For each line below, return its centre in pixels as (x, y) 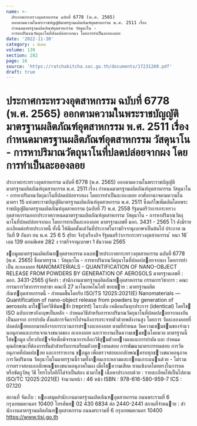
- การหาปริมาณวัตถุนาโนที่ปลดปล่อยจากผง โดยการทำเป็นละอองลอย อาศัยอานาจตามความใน (95, 196)
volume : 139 (21, 50)
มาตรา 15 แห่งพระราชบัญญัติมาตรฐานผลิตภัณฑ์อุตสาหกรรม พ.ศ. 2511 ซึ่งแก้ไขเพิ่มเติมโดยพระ (97, 202)
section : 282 (22, 55)
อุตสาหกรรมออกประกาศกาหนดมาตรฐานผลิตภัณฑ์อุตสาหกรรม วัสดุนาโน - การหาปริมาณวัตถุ (95, 215)
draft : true (21, 72)
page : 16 (17, 61)
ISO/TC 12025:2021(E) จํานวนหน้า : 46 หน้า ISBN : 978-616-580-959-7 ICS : (94, 379)
